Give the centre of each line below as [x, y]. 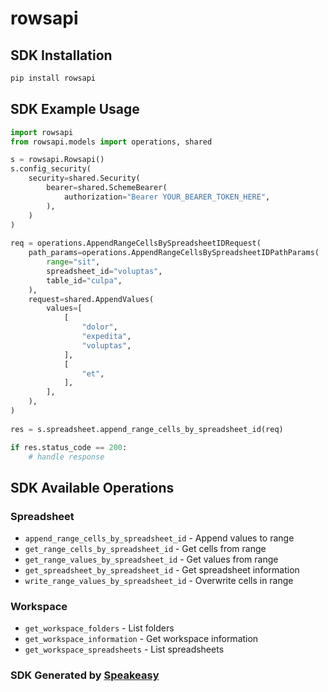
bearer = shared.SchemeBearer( [107, 188]
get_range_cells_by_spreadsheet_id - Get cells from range [145, 549]
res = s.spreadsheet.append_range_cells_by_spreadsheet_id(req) [147, 429]
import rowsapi [42, 132]
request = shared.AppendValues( [91, 299]
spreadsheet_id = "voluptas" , [104, 271]
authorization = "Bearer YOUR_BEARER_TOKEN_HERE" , [167, 197]
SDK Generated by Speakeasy [85, 675]
